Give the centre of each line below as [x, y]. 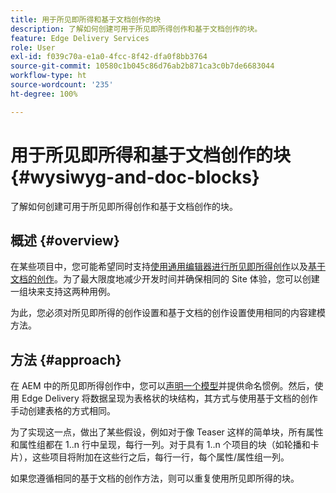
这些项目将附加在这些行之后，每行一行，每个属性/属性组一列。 [160, 457]
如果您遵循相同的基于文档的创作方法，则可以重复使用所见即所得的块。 [155, 478]
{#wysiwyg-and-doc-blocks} [135, 177]
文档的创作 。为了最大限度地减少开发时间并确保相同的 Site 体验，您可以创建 [165, 279]
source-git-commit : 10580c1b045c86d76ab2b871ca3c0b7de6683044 [142, 66]
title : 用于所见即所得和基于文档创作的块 [86, 19]
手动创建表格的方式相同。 [63, 411]
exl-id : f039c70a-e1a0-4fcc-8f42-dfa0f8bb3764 [109, 57]
